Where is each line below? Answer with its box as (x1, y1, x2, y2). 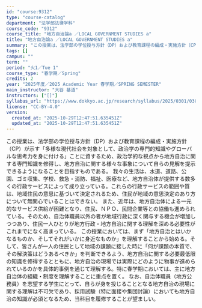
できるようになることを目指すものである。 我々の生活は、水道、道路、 (6, 168, 182, 175)
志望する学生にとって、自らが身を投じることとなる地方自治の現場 (26, 280, 190, 288)
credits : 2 (6, 76, 34, 82)
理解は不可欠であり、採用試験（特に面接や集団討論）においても (22, 288, 180, 295)
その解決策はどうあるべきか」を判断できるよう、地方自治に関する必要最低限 (6, 250, 196, 258)
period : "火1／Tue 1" (6, 64, 59, 71)
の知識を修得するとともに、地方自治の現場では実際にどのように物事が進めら (6, 258, 196, 265)
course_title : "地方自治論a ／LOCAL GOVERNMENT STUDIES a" (6, 31, 152, 37)
